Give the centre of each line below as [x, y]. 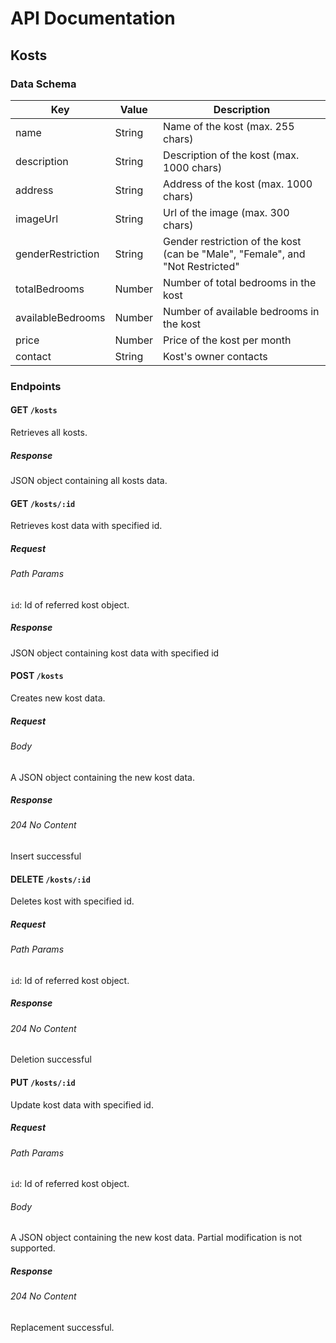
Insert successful [46, 856]
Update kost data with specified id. [82, 1104]
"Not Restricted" [201, 266]
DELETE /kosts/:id [50, 879]
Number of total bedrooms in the [240, 282]
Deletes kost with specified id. [72, 901]
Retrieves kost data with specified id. [86, 526]
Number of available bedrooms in [241, 311]
